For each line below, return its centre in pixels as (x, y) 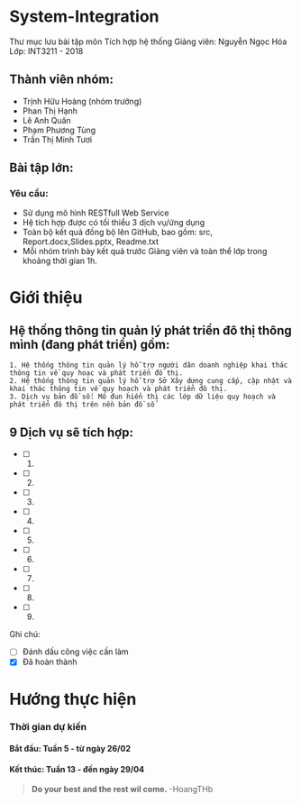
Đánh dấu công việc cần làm (75, 652)
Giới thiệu (46, 297)
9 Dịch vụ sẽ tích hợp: (71, 432)
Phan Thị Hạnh (50, 111)
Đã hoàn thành (50, 662)
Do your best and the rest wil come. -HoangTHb (122, 789)
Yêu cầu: (29, 194)
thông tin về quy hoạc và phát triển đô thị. (96, 373)
